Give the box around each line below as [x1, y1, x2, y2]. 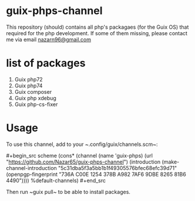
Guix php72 [14, 76, 43, 83]
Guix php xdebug [14, 94, 57, 101]
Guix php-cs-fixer [14, 101, 58, 108]
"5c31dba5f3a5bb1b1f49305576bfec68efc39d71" [58, 164, 177, 171]
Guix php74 [14, 82, 43, 89]
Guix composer [14, 88, 52, 95]
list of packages [6, 57, 86, 70]
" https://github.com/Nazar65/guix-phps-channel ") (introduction [6, 158, 161, 165]
